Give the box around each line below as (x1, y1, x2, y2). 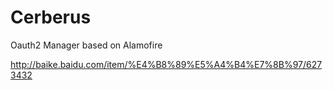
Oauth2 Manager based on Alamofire (10, 39, 163, 51)
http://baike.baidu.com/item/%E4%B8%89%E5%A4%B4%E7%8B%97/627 (10, 58, 323, 70)
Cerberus (10, 6, 92, 29)
